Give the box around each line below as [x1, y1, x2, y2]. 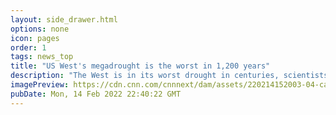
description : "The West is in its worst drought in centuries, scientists [10, 71, 329, 81]
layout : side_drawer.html [10, 14, 118, 25]
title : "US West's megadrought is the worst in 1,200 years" [10, 61, 271, 71]
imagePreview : [10, 80, 70, 90]
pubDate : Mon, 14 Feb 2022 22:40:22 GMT [10, 89, 182, 99]
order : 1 [10, 42, 47, 53]
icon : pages [10, 33, 60, 43]
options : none [10, 24, 70, 34]
